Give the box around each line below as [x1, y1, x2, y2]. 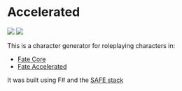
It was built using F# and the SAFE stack [7, 76, 124, 84]
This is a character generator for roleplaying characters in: [7, 41, 176, 49]
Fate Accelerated [17, 62, 67, 70]
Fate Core [17, 55, 46, 63]
